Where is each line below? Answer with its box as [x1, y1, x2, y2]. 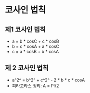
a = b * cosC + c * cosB [12, 38, 59, 44]
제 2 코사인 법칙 [5, 64, 49, 72]
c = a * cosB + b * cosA [12, 49, 59, 54]
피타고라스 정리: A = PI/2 [12, 83, 59, 89]
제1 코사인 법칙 [5, 25, 46, 33]
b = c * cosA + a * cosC [12, 44, 59, 49]
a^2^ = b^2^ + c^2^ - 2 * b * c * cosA [12, 77, 85, 83]
